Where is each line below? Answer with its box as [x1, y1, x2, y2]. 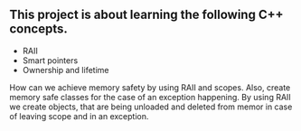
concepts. [9, 22, 68, 37]
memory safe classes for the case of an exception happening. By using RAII [9, 91, 291, 102]
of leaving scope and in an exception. [9, 110, 149, 121]
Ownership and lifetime [22, 64, 109, 75]
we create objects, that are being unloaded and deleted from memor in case [9, 101, 293, 112]
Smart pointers [22, 54, 79, 66]
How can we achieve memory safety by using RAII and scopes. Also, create [9, 81, 291, 93]
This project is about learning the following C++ [9, 7, 284, 23]
